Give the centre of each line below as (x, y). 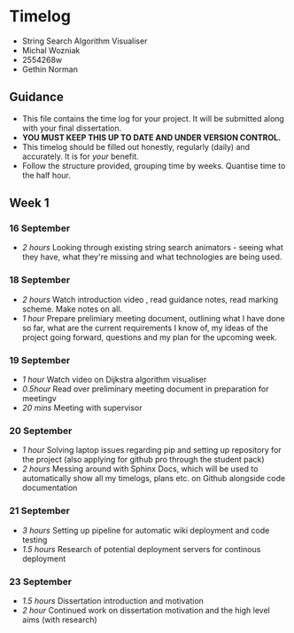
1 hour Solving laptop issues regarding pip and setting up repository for (151, 450)
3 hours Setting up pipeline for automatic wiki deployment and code (146, 530)
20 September (41, 431)
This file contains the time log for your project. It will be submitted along (153, 118)
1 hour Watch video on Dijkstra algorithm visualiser (114, 380)
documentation (50, 488)
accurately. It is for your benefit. (80, 156)
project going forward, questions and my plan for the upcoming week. (149, 337)
